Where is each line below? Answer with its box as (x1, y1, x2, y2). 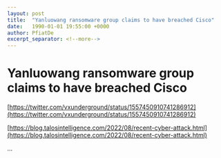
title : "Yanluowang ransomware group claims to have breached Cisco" (7, 17, 215, 23)
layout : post (7, 10, 45, 17)
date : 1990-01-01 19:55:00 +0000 (7, 23, 110, 30)
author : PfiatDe (7, 29, 54, 37)
